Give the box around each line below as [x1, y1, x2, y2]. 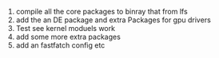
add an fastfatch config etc [15, 41, 106, 50]
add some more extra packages [15, 32, 121, 41]
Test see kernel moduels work [15, 24, 116, 33]
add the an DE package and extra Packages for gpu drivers [15, 15, 212, 25]
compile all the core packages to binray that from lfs [15, 7, 188, 16]
